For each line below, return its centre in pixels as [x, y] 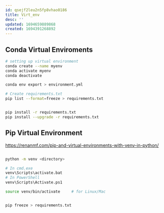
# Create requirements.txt [34, 94]
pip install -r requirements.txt [41, 113]
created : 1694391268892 [31, 29]
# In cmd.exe [19, 168]
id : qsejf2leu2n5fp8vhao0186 [36, 10]
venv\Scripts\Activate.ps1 [34, 182]
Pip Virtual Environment [44, 133]
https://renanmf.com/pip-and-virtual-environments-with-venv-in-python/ [82, 145]
